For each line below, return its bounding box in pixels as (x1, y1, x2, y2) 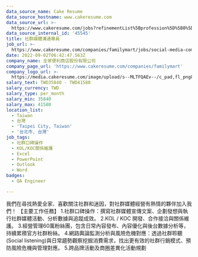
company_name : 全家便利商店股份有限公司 (6, 58, 96, 64)
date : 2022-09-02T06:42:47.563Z (6, 52, 85, 58)
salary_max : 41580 (6, 101, 51, 108)
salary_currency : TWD (6, 85, 60, 91)
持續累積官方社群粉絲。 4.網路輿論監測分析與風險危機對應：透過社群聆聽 (6, 229, 183, 236)
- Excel (11, 151, 31, 156)
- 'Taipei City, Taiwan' (11, 124, 72, 129)
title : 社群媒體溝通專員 (6, 36, 60, 42)
